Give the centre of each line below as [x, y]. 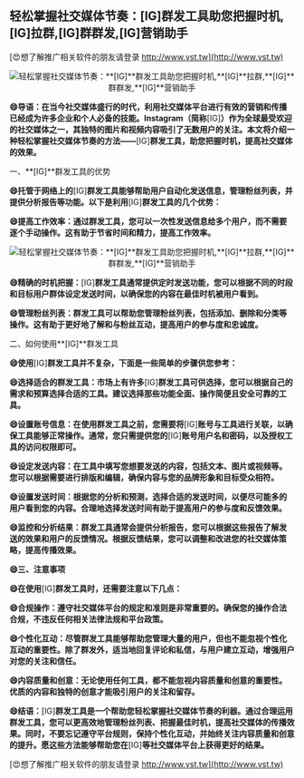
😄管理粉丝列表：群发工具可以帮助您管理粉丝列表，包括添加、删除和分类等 [148, 313]
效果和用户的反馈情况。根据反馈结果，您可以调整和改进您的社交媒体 [152, 539]
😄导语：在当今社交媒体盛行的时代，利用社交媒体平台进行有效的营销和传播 [148, 106]
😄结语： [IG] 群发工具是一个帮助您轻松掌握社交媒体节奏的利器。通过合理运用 [152, 711]
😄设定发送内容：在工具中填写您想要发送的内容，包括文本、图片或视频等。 [148, 466]
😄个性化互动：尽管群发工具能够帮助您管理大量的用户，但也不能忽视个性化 [148, 638]
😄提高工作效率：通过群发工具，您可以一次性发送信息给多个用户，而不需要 [148, 221]
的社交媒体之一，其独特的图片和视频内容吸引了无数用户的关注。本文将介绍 [148, 129]
